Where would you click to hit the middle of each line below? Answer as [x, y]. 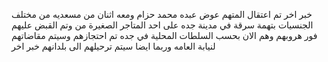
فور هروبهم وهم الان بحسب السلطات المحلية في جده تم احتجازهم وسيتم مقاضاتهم [164, 35]
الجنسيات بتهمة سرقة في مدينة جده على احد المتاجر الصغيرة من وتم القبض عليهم [162, 25]
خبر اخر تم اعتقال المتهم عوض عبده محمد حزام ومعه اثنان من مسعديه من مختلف [162, 14]
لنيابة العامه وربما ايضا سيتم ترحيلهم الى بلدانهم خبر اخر [113, 46]
